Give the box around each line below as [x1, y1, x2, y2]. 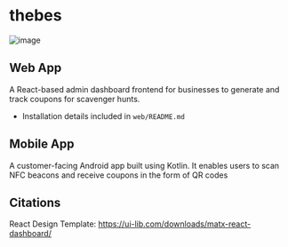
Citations [9, 195, 61, 210]
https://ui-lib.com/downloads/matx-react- [98, 219, 252, 229]
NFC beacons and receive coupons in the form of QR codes [9, 170, 228, 180]
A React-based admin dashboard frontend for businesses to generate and [9, 84, 280, 94]
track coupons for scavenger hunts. [9, 93, 140, 104]
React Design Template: [9, 219, 97, 229]
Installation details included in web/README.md [21, 110, 185, 121]
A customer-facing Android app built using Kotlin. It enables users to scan [9, 160, 280, 171]
